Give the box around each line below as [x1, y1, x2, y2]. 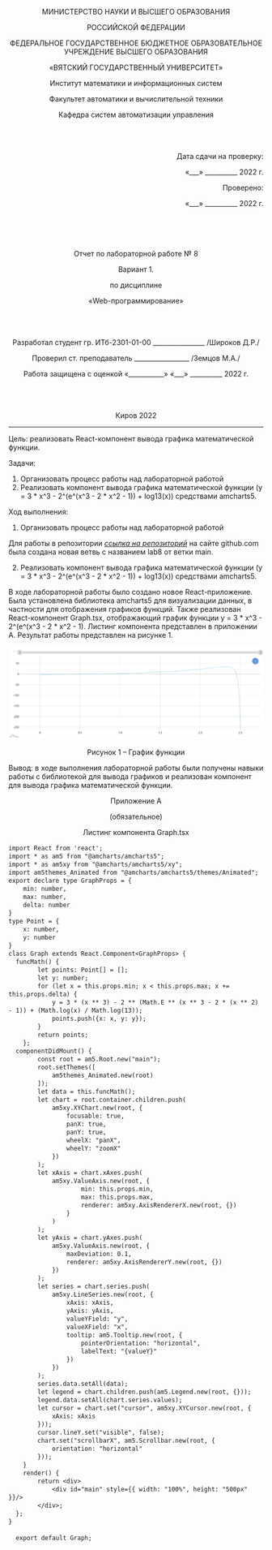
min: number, [23, 885, 67, 893]
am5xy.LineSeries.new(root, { [51, 1290, 154, 1298]
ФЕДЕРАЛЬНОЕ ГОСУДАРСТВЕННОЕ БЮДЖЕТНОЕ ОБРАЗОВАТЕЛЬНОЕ [9, 38, 263, 48]
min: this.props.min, [80, 1185, 154, 1193]
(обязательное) [108, 812, 164, 821]
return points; [37, 1031, 89, 1039]
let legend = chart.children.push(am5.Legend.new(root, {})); [37, 1388, 252, 1396]
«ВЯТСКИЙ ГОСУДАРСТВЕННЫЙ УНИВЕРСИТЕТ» [49, 62, 223, 72]
